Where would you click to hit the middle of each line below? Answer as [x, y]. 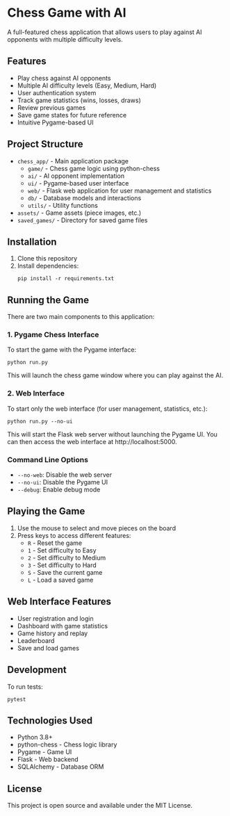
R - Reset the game [55, 543]
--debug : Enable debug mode [59, 490]
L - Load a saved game [60, 580]
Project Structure [45, 144]
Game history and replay [52, 633]
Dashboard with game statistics [63, 626]
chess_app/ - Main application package [73, 161]
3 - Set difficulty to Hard [62, 565]
